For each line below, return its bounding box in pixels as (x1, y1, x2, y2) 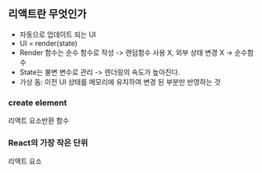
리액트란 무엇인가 (8, 7, 87, 21)
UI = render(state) (19, 38, 78, 48)
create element (8, 97, 67, 108)
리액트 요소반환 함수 (8, 116, 69, 125)
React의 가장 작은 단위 (8, 138, 89, 149)
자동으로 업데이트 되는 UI (19, 30, 96, 39)
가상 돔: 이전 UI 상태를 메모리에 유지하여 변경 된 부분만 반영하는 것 (19, 77, 221, 86)
